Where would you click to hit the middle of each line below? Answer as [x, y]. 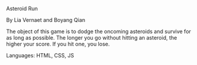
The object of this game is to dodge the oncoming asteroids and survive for [99, 31]
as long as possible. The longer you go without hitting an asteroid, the [92, 38]
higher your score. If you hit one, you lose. [58, 44]
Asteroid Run [22, 9]
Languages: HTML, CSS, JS [40, 55]
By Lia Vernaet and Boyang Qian [46, 20]
